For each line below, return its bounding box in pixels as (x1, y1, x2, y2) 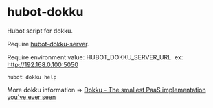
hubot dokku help (7, 73, 57, 81)
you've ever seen (7, 93, 56, 101)
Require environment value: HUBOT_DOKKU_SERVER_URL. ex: (7, 53, 183, 62)
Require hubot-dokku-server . (7, 40, 89, 48)
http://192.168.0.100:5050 (7, 60, 79, 68)
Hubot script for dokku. (7, 27, 74, 35)
